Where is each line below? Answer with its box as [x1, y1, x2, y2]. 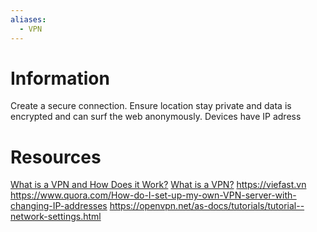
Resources [10, 146, 102, 168]
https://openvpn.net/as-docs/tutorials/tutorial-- [109, 200, 305, 212]
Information [10, 67, 110, 90]
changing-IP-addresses [10, 200, 108, 212]
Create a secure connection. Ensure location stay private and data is [10, 100, 292, 112]
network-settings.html [10, 211, 102, 223]
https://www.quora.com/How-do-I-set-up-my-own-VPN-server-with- [10, 189, 297, 201]
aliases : [10, 14, 47, 25]
